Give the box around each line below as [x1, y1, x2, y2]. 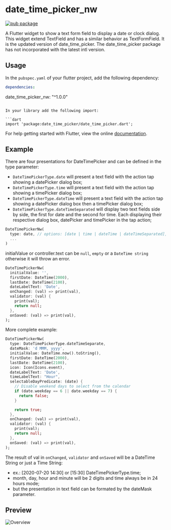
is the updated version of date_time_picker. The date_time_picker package [5, 41, 161, 47]
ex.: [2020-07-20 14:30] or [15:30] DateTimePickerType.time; [12, 469, 141, 476]
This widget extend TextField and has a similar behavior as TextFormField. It [5, 36, 164, 42]
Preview [5, 506, 32, 514]
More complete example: [5, 327, 58, 333]
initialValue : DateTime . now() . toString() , [10, 351, 101, 356]
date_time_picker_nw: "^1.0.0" [5, 94, 68, 100]
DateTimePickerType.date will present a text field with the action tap [12, 174, 154, 180]
